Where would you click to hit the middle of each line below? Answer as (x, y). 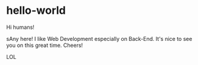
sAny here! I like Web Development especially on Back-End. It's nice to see (99, 39)
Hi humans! (21, 27)
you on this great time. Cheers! (45, 45)
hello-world (36, 11)
